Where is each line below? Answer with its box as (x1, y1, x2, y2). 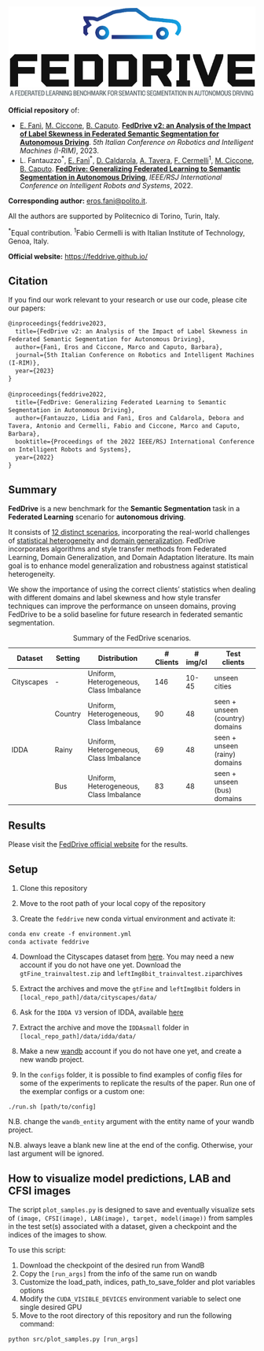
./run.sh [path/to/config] (8, 1103, 97, 1112)
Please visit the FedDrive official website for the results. (8, 840, 189, 849)
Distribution (97, 653, 138, 663)
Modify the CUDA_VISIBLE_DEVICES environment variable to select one (19, 1294, 241, 1304)
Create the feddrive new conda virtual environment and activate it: (19, 914, 236, 923)
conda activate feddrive (8, 938, 90, 946)
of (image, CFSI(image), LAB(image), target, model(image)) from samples (8, 1213, 253, 1223)
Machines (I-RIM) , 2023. (19, 146, 100, 155)
